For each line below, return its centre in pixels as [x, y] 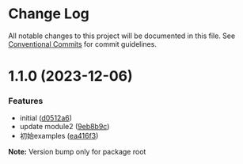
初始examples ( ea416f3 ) [59, 136]
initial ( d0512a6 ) [46, 118]
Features [26, 101]
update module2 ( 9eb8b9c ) [65, 127]
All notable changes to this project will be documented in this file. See [122, 36]
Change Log [49, 14]
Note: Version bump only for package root [77, 152]
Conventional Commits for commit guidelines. [82, 44]
